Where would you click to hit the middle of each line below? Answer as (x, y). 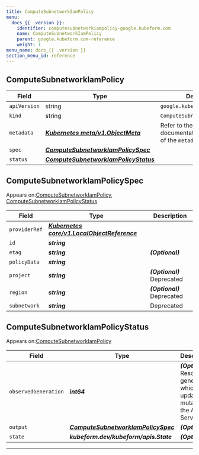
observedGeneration (36, 392)
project (20, 275)
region (18, 293)
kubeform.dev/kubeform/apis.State (121, 437)
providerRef (26, 230)
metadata (21, 133)
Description (170, 216)
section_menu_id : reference (41, 56)
